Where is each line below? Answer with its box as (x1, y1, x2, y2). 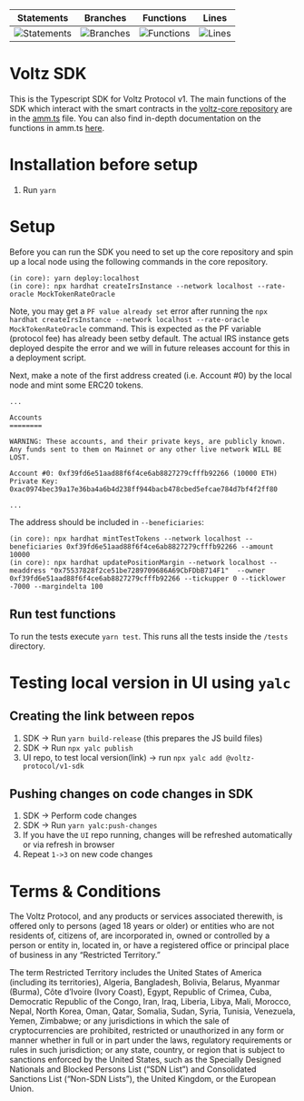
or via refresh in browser (22, 839, 115, 850)
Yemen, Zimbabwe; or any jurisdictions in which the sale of (9, 1015, 230, 1026)
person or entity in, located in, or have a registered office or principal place (9, 940, 289, 951)
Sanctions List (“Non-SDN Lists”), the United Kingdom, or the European (9, 1074, 277, 1085)
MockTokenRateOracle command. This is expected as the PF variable (9, 323, 261, 334)
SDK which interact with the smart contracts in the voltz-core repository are (9, 103, 293, 114)
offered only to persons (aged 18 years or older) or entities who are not (9, 921, 275, 932)
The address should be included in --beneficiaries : (9, 516, 204, 527)
